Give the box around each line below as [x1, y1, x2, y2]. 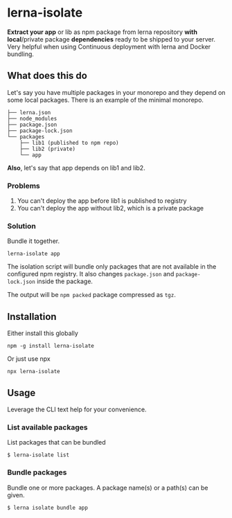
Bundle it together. [7, 237, 60, 245]
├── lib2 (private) [19, 145, 76, 152]
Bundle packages [7, 467, 67, 477]
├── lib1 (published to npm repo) [19, 139, 119, 146]
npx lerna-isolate [7, 368, 60, 375]
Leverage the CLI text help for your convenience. [7, 405, 147, 413]
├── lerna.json [7, 109, 51, 116]
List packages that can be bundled [7, 438, 106, 447]
